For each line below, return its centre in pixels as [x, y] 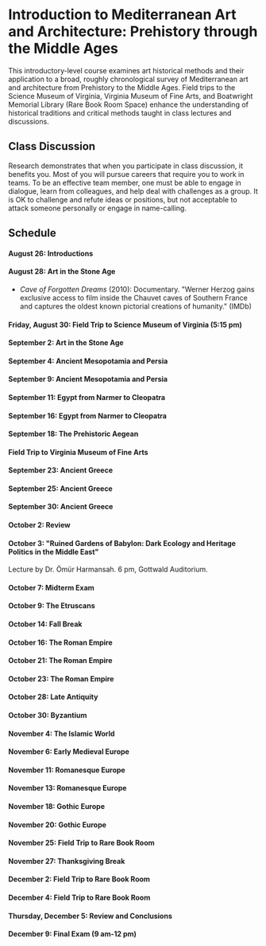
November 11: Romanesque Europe [67, 770]
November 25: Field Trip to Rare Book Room [81, 843]
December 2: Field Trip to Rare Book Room [79, 879]
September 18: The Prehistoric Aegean [73, 434]
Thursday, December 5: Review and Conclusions [90, 916]
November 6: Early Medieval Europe [69, 752]
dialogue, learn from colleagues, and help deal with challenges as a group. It [133, 191]
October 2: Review [39, 525]
